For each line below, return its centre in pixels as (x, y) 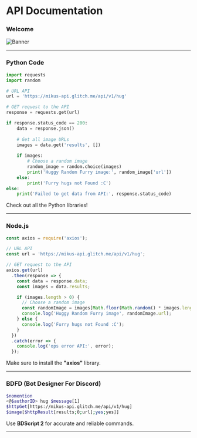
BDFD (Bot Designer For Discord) (54, 384)
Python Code (25, 63)
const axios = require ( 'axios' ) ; (47, 238)
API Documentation (55, 11)
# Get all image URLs (43, 139)
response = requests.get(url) (43, 113)
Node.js (18, 226)
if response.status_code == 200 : (47, 123)
